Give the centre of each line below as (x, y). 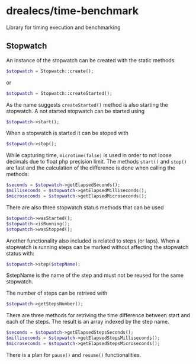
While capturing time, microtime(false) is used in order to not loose (89, 155)
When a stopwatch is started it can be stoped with (67, 133)
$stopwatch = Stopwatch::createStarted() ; (59, 93)
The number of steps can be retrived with (57, 293)
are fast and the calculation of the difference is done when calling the (91, 168)
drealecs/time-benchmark (73, 11)
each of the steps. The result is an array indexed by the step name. (88, 322)
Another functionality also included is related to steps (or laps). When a (93, 241)
